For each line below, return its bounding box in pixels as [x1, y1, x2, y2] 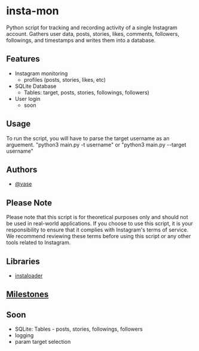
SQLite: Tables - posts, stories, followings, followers [14, 325, 143, 332]
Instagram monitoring [14, 70, 68, 77]
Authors [6, 164, 38, 174]
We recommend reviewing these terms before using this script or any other [6, 233, 191, 240]
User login [14, 95, 41, 102]
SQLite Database [14, 82, 57, 90]
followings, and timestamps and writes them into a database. [6, 36, 156, 44]
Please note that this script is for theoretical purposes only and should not [6, 214, 188, 221]
